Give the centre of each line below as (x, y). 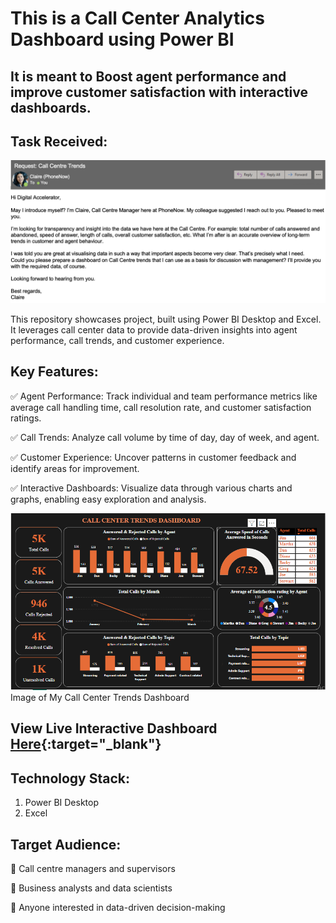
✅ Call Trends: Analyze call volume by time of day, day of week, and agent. (165, 437)
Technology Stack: (70, 778)
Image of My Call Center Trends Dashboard (100, 697)
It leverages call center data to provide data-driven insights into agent (154, 329)
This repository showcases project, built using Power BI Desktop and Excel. (166, 319)
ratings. (26, 418)
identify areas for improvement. (75, 468)
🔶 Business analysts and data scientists (91, 888)
